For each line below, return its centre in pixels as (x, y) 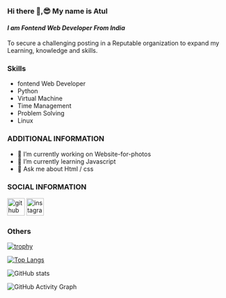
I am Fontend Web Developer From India (66, 28)
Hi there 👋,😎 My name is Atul (57, 11)
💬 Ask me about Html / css (55, 168)
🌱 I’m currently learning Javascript (66, 161)
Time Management (44, 106)
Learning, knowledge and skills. (53, 51)
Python (27, 91)
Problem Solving (41, 113)
